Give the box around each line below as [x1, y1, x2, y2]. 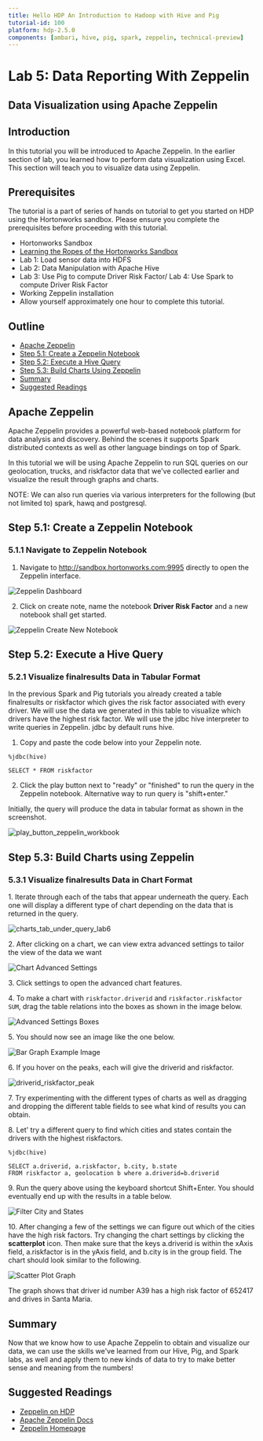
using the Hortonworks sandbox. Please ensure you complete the [8, 215, 220, 224]
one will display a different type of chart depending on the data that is [8, 901, 234, 910]
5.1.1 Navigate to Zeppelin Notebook [8, 544, 148, 555]
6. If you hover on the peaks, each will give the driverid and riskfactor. [8, 1063, 234, 1072]
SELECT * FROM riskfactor [8, 767, 93, 775]
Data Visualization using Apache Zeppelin [8, 98, 218, 112]
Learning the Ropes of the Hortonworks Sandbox [19, 247, 178, 256]
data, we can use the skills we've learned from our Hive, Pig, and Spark [8, 1346, 239, 1355]
